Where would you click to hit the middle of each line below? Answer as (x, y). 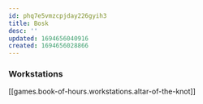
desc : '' (23, 31)
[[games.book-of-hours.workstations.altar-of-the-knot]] (102, 92)
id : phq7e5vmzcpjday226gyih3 (58, 16)
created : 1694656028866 (49, 46)
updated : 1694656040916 (49, 38)
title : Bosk (28, 23)
